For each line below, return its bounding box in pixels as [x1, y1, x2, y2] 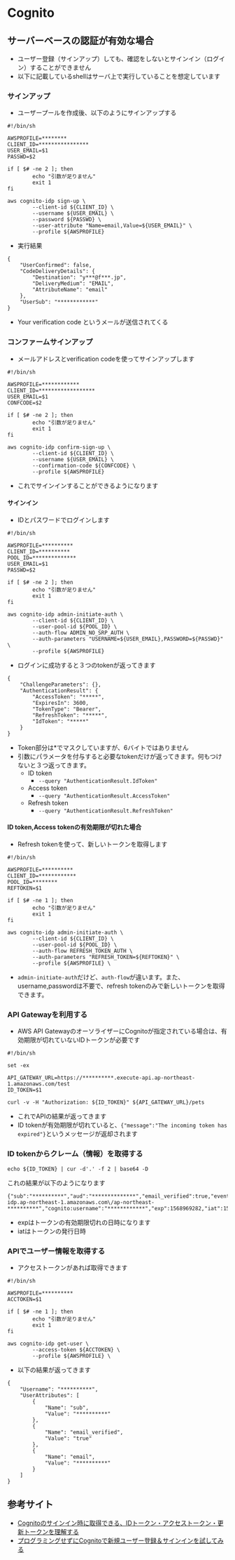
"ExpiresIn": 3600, [32, 699, 90, 706]
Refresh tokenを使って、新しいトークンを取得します [17, 840, 168, 848]
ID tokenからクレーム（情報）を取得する [7, 1149, 143, 1159]
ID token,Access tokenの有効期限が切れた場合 [7, 823, 142, 831]
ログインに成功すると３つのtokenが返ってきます [17, 661, 156, 669]
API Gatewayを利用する [7, 1010, 88, 1019]
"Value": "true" [44, 1434, 92, 1442]
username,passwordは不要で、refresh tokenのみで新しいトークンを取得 [17, 981, 225, 990]
